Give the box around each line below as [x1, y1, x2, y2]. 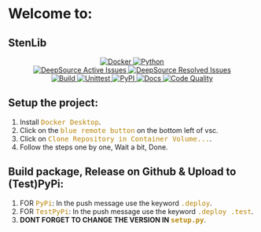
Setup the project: [8, 96, 98, 110]
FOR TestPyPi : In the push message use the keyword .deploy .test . [19, 206, 254, 216]
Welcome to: [8, 5, 93, 23]
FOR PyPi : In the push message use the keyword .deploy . [19, 198, 212, 208]
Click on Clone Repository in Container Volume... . [19, 134, 212, 143]
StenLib [8, 36, 47, 50]
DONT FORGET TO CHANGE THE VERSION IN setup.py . [19, 215, 207, 224]
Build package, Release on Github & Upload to [8, 165, 237, 179]
